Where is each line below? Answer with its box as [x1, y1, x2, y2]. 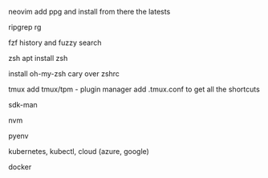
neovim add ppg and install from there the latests [8, 7, 171, 16]
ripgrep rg [8, 22, 42, 31]
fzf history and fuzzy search [8, 38, 102, 47]
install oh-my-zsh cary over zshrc [8, 69, 120, 79]
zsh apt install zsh [8, 54, 68, 63]
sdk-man [8, 100, 38, 109]
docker [8, 162, 32, 172]
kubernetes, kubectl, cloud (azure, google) [8, 147, 150, 156]
